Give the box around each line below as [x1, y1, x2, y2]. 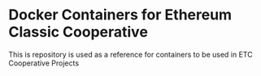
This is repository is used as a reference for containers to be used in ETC [8, 49, 254, 59]
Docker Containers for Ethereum [8, 6, 233, 24]
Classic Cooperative [8, 23, 149, 41]
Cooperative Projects [8, 58, 80, 68]
